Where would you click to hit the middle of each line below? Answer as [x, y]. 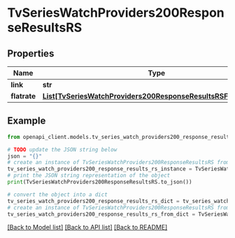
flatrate [23, 96]
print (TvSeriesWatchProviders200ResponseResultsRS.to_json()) [100, 182]
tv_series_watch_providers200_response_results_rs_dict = [93, 201]
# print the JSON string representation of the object [89, 176]
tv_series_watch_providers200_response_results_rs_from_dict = [101, 214]
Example [27, 121]
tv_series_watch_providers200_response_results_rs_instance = [100, 169]
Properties [31, 53]
